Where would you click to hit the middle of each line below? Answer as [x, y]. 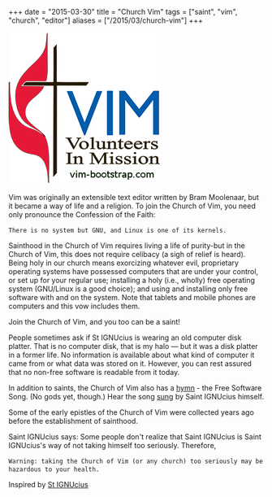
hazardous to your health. [54, 469]
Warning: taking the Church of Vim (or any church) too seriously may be [136, 461]
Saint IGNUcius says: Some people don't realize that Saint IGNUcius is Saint [135, 437]
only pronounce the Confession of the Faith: [82, 214]
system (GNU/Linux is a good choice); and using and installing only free [128, 289]
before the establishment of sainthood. [73, 421]
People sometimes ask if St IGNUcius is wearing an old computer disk [125, 338]
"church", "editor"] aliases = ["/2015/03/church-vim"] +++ [106, 20]
